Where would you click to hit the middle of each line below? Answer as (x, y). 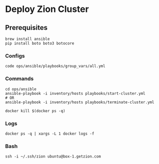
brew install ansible (28, 39)
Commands (19, 79)
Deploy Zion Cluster (47, 9)
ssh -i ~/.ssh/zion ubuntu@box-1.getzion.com (53, 157)
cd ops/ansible (21, 89)
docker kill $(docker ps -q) (35, 111)
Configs (15, 56)
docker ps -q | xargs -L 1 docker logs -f (50, 134)
